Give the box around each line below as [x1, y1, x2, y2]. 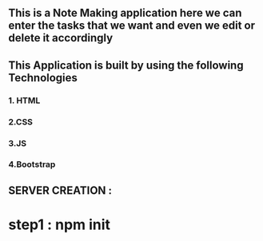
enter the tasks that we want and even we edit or [8, 19, 256, 33]
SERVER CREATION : [8, 184, 113, 197]
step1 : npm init [8, 215, 110, 234]
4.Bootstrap [8, 159, 56, 170]
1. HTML [8, 95, 41, 106]
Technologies [8, 71, 78, 85]
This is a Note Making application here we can [8, 6, 242, 20]
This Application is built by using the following [8, 58, 244, 72]
